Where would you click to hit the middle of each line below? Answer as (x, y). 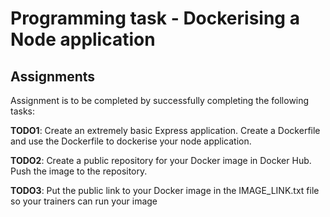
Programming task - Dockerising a (155, 18)
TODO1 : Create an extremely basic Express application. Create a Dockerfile (165, 130)
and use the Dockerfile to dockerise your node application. (131, 141)
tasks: (23, 111)
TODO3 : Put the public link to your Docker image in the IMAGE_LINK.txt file (165, 190)
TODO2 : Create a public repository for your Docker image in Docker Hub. (161, 160)
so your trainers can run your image (84, 201)
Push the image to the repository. (79, 171)
